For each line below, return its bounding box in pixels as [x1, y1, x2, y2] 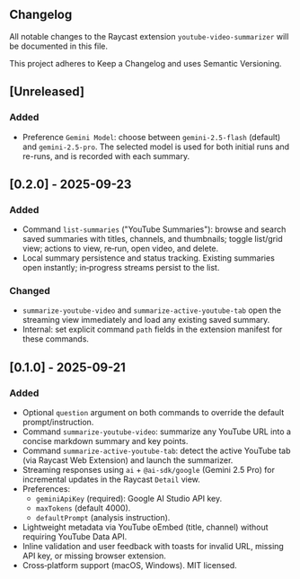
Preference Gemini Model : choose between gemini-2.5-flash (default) [22, 131, 281, 142]
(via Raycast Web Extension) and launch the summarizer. [22, 455, 234, 466]
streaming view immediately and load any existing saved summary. [22, 315, 270, 325]
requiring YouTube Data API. [22, 531, 128, 542]
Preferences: [22, 484, 70, 494]
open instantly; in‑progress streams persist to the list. [22, 263, 220, 273]
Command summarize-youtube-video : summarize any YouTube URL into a [22, 426, 292, 437]
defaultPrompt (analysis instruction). [35, 512, 171, 523]
